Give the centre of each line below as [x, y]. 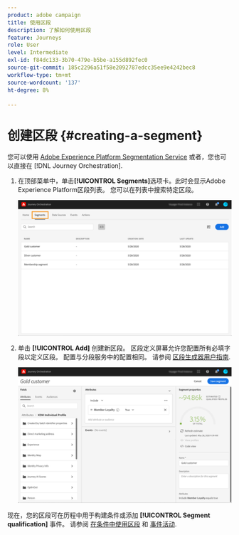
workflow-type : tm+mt [39, 75]
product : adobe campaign [44, 15]
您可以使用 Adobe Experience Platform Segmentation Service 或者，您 [111, 157]
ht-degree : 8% [28, 90]
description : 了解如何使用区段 [49, 30]
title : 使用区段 [29, 22]
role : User [23, 45]
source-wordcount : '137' [44, 83]
